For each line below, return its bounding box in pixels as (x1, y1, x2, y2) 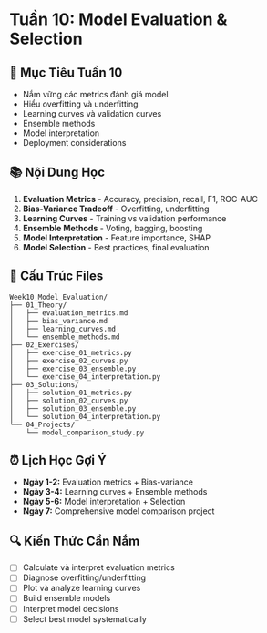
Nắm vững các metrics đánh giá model (22, 89, 169, 99)
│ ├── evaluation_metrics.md (9, 308, 128, 318)
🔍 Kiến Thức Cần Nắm (9, 533, 140, 548)
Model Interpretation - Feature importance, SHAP (22, 232, 211, 243)
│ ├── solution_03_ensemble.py (9, 403, 137, 413)
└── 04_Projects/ (9, 420, 76, 429)
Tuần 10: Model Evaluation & (9, 9, 228, 30)
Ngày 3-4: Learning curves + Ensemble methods (22, 486, 208, 497)
